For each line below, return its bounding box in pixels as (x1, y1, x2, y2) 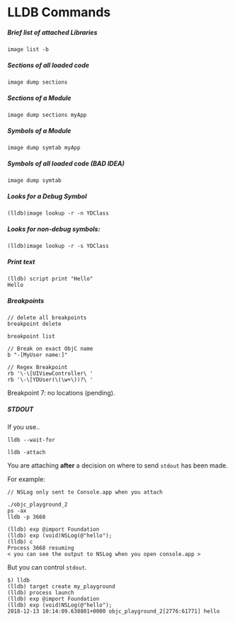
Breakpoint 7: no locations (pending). (7, 388, 115, 397)
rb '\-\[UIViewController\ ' (7, 370, 93, 377)
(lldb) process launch (7, 589, 74, 596)
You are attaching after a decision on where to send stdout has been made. (7, 461, 228, 470)
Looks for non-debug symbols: (7, 225, 101, 233)
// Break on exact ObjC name (7, 345, 93, 352)
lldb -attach (7, 448, 46, 456)
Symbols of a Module (7, 126, 71, 135)
